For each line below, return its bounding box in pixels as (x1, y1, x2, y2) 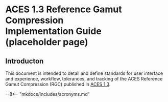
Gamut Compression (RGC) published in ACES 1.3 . (5, 81, 111, 87)
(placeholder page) (5, 36, 88, 48)
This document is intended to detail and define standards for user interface (5, 70, 163, 76)
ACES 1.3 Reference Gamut (5, 4, 122, 15)
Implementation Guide (5, 26, 102, 37)
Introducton (5, 56, 44, 65)
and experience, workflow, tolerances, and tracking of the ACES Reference (5, 76, 163, 81)
